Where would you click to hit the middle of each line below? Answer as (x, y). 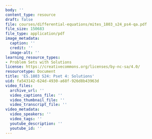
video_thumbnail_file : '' (37, 100)
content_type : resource (31, 15)
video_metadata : (22, 109)
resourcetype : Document (31, 72)
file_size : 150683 (25, 29)
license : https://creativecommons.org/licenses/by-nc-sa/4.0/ (73, 67)
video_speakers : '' (31, 114)
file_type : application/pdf (35, 34)
